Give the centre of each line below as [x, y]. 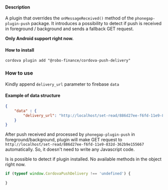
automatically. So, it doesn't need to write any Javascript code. [70, 149]
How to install [20, 50]
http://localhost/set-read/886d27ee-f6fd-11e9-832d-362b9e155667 [74, 145]
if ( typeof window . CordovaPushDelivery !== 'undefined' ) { [68, 174]
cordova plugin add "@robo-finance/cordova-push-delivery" [68, 61]
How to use [19, 73]
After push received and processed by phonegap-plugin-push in [70, 134]
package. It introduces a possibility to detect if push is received [96, 24]
